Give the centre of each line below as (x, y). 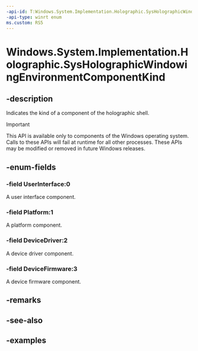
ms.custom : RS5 (25, 22)
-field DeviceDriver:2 (37, 240)
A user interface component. (41, 197)
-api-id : (17, 12)
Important (18, 124)
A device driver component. (40, 253)
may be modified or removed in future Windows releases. (76, 149)
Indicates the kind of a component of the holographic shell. (78, 113)
